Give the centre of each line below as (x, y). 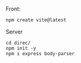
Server (14, 31)
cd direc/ (18, 43)
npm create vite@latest (36, 20)
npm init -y (21, 48)
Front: (13, 9)
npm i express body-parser (40, 54)
